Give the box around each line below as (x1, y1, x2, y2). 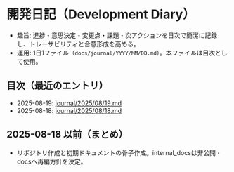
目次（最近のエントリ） (6, 80, 108, 92)
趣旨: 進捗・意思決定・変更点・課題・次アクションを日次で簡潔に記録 (16, 31, 218, 39)
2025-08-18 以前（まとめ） (6, 128, 128, 140)
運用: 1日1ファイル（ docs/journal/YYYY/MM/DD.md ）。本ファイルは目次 (16, 48, 216, 57)
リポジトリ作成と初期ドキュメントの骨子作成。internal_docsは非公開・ (16, 148, 222, 157)
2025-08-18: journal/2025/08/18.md (16, 106, 122, 114)
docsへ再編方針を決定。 (16, 157, 87, 166)
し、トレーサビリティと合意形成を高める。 (16, 39, 140, 48)
